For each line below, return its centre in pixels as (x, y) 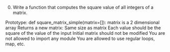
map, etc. (15, 44)
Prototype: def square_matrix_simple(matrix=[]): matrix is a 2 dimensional (82, 22)
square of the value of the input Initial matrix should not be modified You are (85, 33)
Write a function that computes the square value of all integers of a (83, 7)
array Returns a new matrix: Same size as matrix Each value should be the (83, 28)
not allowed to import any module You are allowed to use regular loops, (80, 38)
